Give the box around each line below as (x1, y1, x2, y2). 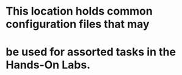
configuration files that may (5, 17, 150, 31)
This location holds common (5, 4, 153, 18)
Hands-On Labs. (5, 58, 91, 72)
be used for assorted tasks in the (5, 45, 177, 59)
